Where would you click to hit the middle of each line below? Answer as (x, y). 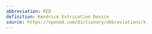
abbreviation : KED (29, 11)
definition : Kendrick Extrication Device (58, 17)
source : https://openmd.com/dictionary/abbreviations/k (76, 22)
